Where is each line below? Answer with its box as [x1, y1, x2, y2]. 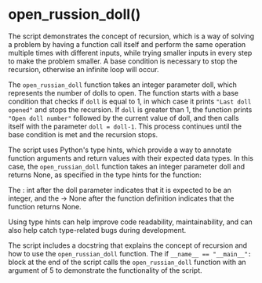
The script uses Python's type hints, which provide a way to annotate [8, 145, 232, 154]
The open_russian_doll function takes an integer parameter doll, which [8, 80, 238, 89]
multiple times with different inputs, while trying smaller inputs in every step [8, 48, 253, 57]
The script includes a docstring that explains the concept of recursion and [8, 241, 248, 250]
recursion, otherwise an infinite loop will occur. [8, 64, 159, 74]
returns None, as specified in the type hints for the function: [8, 170, 202, 180]
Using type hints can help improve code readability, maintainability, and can [8, 217, 253, 227]
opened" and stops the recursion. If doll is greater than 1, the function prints [8, 104, 253, 114]
